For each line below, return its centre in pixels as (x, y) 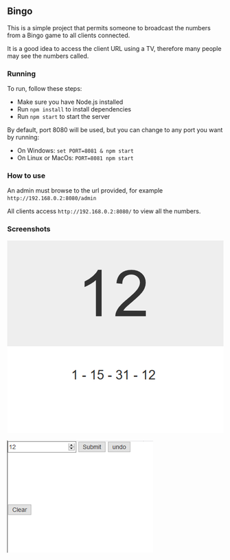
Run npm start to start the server (64, 117)
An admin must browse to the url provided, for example (85, 191)
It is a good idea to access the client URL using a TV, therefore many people (114, 48)
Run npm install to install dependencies (74, 109)
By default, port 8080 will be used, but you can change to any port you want (115, 130)
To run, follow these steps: (45, 89)
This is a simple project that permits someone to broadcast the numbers (109, 28)
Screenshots (29, 229)
